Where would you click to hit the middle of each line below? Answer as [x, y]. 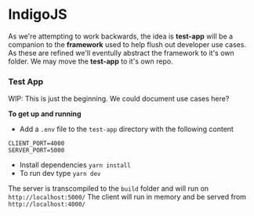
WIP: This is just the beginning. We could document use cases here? [119, 99]
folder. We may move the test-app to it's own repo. [91, 61]
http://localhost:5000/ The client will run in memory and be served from [127, 197]
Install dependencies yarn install [75, 165]
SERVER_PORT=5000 [36, 151]
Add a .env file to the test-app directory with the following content [126, 129]
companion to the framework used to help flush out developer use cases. [127, 44]
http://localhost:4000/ [47, 205]
